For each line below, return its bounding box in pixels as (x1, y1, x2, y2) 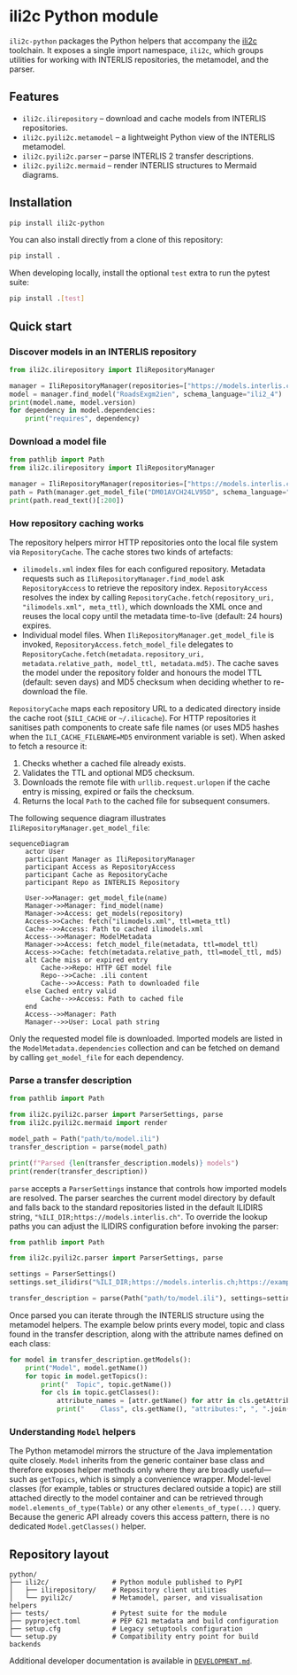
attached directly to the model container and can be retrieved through (9, 1493, 263, 1503)
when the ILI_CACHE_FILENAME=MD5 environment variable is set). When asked (9, 732, 286, 742)
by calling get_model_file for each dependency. (9, 1052, 184, 1063)
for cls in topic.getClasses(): (41, 1388, 161, 1397)
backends (9, 1640, 42, 1649)
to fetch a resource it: (9, 741, 88, 752)
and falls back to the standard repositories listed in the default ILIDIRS (9, 1202, 263, 1213)
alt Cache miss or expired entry (25, 956, 148, 965)
